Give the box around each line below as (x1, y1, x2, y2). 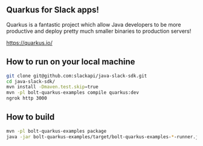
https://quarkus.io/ (6, 39, 53, 46)
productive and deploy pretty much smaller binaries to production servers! (6, 27, 192, 35)
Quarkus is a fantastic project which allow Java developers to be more (6, 21, 181, 28)
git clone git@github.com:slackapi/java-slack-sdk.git (6, 73, 147, 79)
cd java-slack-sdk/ (6, 78, 56, 84)
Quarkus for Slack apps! (6, 5, 100, 15)
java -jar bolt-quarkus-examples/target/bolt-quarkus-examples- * (6, 133, 174, 140)
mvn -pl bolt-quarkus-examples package (6, 128, 107, 134)
